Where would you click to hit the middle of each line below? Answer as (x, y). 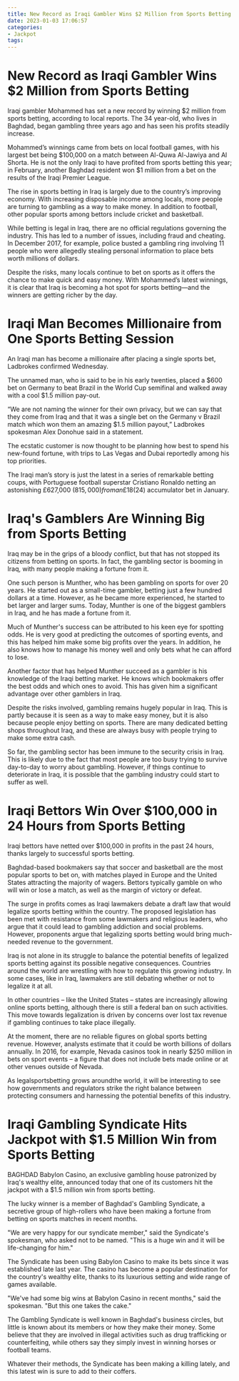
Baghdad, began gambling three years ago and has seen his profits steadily (118, 126)
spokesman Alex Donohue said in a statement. (76, 432)
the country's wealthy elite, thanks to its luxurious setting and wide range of (119, 1276)
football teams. (29, 1350)
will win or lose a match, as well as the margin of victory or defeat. (105, 890)
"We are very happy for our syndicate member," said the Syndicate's (108, 1233)
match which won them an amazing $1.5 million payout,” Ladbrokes (106, 424)
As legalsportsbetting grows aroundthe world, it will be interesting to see (114, 1080)
